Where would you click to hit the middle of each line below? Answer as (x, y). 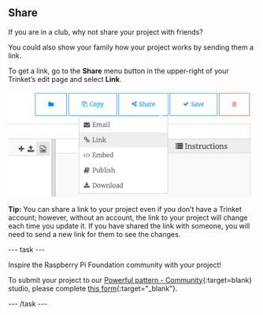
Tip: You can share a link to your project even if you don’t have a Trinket (125, 209)
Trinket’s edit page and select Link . (65, 79)
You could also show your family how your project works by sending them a (131, 47)
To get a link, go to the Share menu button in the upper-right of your (119, 71)
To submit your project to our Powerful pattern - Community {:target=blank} (130, 280)
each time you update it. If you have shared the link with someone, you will (129, 226)
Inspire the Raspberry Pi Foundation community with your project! (115, 265)
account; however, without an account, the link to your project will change (128, 217)
